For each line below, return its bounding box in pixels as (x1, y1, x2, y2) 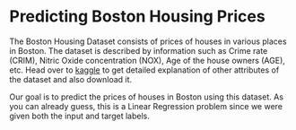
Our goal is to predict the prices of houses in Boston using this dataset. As (9, 91, 284, 102)
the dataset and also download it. (9, 74, 133, 84)
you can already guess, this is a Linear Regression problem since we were (9, 100, 283, 111)
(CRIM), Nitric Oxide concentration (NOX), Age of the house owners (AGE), (9, 55, 285, 65)
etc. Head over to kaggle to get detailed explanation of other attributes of (9, 65, 280, 75)
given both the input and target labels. (9, 110, 150, 121)
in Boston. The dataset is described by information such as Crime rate (9, 45, 268, 56)
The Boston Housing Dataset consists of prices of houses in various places (9, 36, 287, 47)
